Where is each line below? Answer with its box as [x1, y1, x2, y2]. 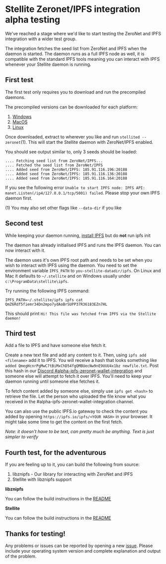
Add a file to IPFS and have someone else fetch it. [5, 342, 107, 348]
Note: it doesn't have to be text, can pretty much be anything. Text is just [5, 429, 155, 435]
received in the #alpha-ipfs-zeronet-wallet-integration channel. [5, 399, 134, 405]
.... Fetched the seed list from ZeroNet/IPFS [5, 163, 103, 168]
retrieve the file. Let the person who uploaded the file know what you [5, 393, 146, 399]
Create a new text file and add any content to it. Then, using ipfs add [5, 352, 147, 358]
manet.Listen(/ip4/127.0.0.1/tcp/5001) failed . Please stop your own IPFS [5, 190, 160, 196]
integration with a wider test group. [5, 36, 77, 42]
